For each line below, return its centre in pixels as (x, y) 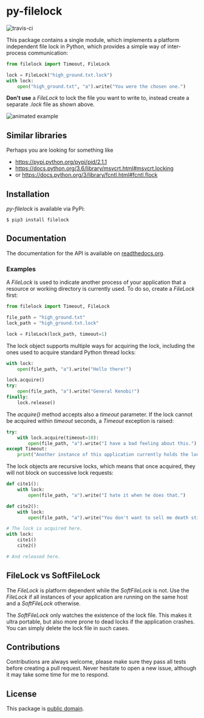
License (22, 694)
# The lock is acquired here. (45, 528)
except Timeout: (27, 449)
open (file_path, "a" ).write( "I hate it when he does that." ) (107, 495)
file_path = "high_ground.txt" (46, 318)
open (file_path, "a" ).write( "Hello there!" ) (74, 369)
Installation (28, 194)
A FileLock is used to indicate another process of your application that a (96, 282)
